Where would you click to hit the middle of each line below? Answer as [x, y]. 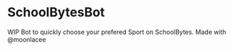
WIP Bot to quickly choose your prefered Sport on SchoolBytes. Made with [117, 32]
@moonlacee [27, 39]
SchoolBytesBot [56, 12]
